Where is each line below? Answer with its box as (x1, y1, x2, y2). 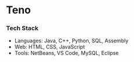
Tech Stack (6, 24, 39, 32)
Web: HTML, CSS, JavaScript (14, 43, 85, 50)
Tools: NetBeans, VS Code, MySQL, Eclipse (14, 50, 119, 57)
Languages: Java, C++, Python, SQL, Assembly (14, 37, 129, 44)
